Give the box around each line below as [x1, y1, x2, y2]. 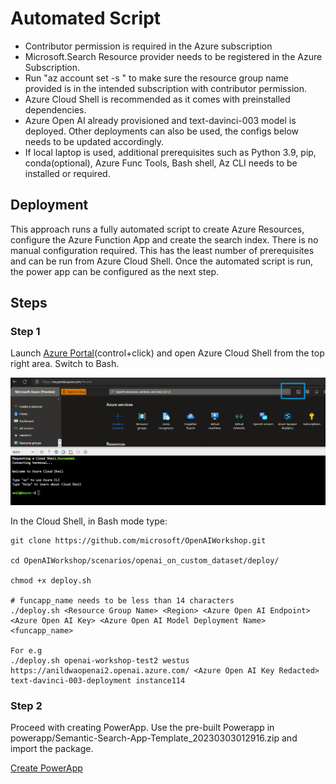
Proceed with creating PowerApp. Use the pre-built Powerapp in [10, 722, 275, 733]
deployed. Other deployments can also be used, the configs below [24, 125, 300, 137]
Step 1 [10, 325, 41, 339]
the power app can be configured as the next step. [10, 265, 220, 277]
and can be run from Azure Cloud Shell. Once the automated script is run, [10, 255, 313, 267]
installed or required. [24, 167, 111, 179]
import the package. [10, 743, 94, 754]
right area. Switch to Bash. [10, 358, 120, 370]
